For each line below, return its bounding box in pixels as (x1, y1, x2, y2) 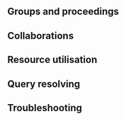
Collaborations (7, 30, 74, 42)
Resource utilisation (7, 54, 98, 66)
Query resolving (7, 78, 81, 90)
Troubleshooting (7, 102, 83, 114)
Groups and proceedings (7, 6, 119, 18)
